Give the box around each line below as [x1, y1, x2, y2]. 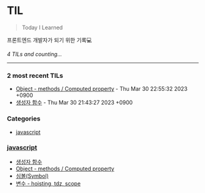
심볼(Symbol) [15, 172, 49, 180]
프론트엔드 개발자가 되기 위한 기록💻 [7, 36, 92, 43]
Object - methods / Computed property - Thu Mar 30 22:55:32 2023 [15, 85, 188, 93]
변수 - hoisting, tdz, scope [15, 180, 81, 187]
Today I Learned [21, 24, 63, 31]
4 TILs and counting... [7, 50, 63, 58]
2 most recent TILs [7, 71, 63, 80]
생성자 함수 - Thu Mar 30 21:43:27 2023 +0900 [15, 99, 133, 107]
